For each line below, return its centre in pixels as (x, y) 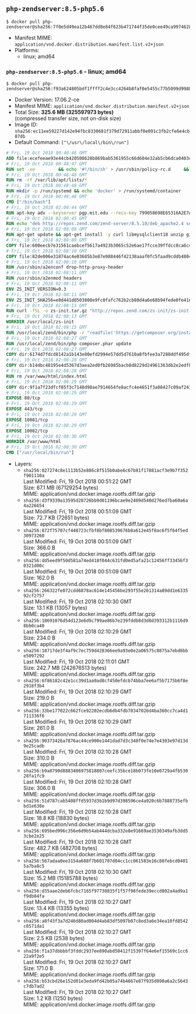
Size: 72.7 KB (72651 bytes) (56, 518)
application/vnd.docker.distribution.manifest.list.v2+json (89, 44)
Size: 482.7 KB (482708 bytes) (60, 848)
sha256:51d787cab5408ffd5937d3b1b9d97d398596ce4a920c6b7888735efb (106, 801)
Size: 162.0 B (39, 578)
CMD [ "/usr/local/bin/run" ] (40, 453)
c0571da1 (34, 926)
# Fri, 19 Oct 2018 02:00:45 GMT (47, 218)
